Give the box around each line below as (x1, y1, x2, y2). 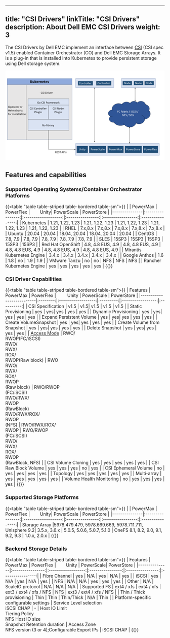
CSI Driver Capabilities (5, 275, 62, 282)
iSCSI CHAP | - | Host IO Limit (5, 605, 67, 611)
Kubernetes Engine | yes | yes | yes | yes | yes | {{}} (5, 263, 113, 269)
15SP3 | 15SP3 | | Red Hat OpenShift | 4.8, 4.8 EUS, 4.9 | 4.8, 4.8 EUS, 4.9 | (5, 242, 161, 247)
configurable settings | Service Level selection (5, 599, 102, 606)
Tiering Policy (5, 610, 34, 617)
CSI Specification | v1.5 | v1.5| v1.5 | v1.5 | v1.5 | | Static (28, 303, 142, 310)
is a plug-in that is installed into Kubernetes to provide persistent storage (5, 55, 157, 61)
